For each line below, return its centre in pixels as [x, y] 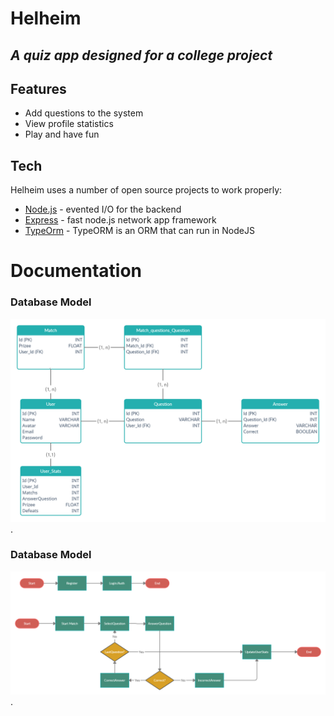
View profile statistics [69, 124]
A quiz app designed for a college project [141, 55]
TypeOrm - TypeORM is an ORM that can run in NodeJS [139, 231]
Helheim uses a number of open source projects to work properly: [146, 190]
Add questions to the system [84, 113]
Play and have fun [62, 134]
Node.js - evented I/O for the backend [103, 209]
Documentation [76, 271]
